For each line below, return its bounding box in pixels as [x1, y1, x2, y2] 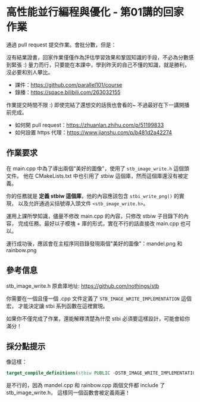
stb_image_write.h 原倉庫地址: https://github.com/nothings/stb [6, 282, 160, 289]
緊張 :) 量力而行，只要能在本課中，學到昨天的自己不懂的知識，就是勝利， [11, 61, 190, 68]
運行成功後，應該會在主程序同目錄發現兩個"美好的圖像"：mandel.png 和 [6, 240, 183, 247]
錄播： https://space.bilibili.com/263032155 [14, 89, 121, 96]
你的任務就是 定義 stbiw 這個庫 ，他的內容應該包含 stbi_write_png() [6, 192, 173, 199]
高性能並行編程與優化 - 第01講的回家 [6, 5, 185, 19]
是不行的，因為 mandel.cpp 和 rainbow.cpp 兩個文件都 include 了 [6, 382, 165, 389]
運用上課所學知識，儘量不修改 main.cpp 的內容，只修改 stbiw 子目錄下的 [6, 212, 184, 219]
